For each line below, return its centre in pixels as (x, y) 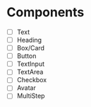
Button (26, 56)
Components (45, 12)
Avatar (26, 88)
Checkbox (32, 80)
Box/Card (31, 48)
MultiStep (31, 96)
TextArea (30, 72)
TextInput (31, 64)
